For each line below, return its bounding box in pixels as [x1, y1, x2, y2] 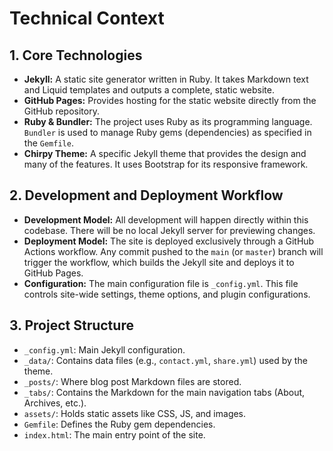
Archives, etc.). [23, 397, 87, 409]
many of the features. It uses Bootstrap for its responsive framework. [23, 158, 309, 170]
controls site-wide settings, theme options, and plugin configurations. [23, 288, 311, 300]
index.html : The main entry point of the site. [23, 428, 206, 441]
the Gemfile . [23, 137, 74, 149]
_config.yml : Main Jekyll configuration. [23, 343, 186, 356]
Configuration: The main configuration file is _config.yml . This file [23, 277, 299, 289]
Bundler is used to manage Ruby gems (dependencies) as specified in [23, 127, 312, 138]
